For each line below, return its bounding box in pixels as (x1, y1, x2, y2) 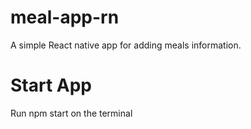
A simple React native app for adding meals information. (10, 39, 242, 51)
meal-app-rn (10, 6, 120, 29)
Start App (10, 74, 93, 97)
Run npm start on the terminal (10, 107, 133, 119)
